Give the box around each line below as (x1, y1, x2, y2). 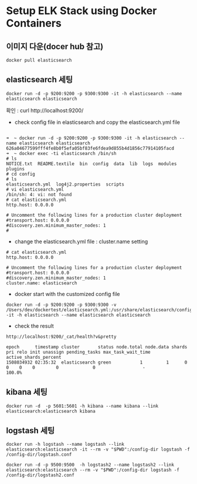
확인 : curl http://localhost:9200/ (6, 107, 84, 114)
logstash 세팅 (6, 426, 55, 436)
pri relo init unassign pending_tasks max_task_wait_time (6, 349, 151, 355)
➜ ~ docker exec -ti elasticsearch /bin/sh (6, 150, 117, 156)
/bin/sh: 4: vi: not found (6, 191, 72, 197)
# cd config (6, 171, 35, 177)
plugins (6, 166, 25, 172)
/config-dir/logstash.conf (6, 452, 72, 458)
